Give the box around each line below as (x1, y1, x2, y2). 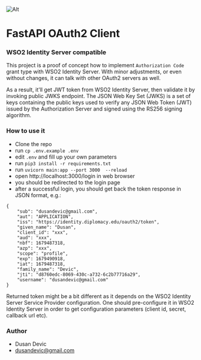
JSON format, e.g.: (14, 191, 62, 198)
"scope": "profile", (17, 250, 68, 257)
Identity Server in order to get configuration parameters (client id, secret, (6, 305, 187, 313)
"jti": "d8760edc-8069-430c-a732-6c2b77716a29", (17, 271, 141, 278)
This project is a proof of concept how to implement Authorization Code (6, 62, 185, 69)
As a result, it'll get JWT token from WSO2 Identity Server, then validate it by (6, 86, 195, 93)
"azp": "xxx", (17, 245, 52, 251)
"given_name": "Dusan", (17, 224, 77, 230)
